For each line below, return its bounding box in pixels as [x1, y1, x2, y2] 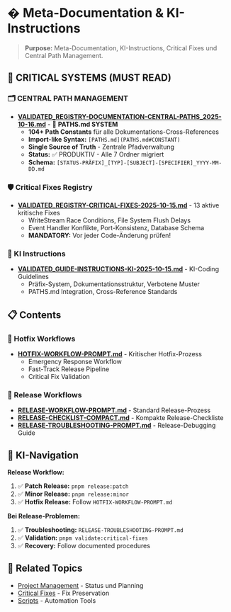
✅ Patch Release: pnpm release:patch [17, 482, 129, 490]
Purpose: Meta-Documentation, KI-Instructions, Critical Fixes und [24, 43, 218, 52]
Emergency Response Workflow [28, 357, 122, 365]
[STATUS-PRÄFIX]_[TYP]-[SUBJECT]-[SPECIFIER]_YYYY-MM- [56, 159, 222, 166]
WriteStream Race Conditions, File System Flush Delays [28, 216, 191, 225]
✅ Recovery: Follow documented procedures [17, 542, 151, 550]
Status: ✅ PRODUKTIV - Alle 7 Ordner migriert [28, 149, 164, 159]
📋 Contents [7, 309, 62, 321]
